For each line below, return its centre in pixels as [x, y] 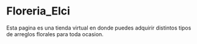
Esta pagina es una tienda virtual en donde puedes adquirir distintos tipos [99, 28]
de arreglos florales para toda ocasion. [55, 34]
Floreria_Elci [38, 11]
